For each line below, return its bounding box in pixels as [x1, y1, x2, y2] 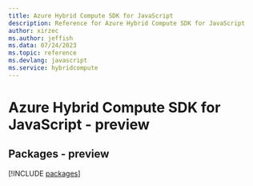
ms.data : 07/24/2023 [8, 42, 78, 50]
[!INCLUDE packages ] [8, 168, 81, 178]
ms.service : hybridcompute [8, 64, 98, 72]
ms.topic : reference [8, 49, 78, 57]
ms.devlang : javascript [8, 57, 88, 65]
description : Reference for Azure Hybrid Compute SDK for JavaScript [8, 19, 246, 27]
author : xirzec [8, 26, 59, 34]
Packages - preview [8, 148, 110, 161]
